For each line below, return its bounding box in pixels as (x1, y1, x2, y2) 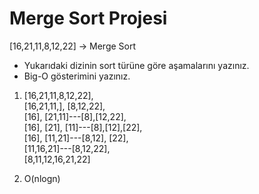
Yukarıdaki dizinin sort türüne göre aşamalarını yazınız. (23, 59, 250, 71)
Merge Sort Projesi (9, 7, 168, 30)
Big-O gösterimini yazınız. (23, 70, 131, 82)
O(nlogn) (23, 172, 61, 184)
